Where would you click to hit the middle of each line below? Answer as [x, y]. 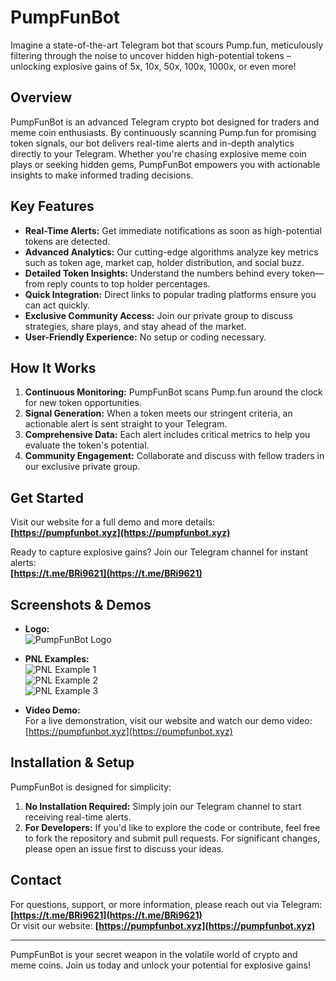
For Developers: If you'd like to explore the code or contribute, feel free [172, 827]
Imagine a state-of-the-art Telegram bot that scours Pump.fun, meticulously [167, 45]
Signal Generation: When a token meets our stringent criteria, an [158, 413]
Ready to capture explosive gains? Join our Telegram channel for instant [159, 552]
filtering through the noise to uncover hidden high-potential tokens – [151, 55]
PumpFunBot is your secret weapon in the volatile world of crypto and [154, 954]
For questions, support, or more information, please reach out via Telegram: [166, 904]
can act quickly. [57, 305]
